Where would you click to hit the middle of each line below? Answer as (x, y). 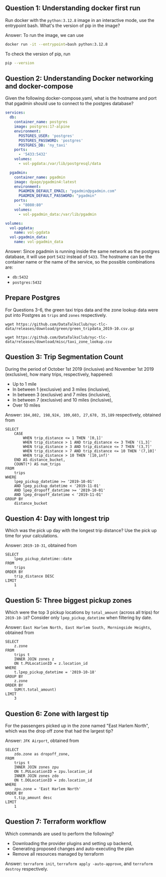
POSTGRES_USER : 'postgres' (46, 136)
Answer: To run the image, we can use (44, 35)
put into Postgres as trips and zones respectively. (56, 315)
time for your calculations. (32, 536)
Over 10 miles (26, 405)
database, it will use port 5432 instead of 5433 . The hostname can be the (79, 257)
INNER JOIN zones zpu (36, 767)
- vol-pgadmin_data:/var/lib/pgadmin (57, 214)
